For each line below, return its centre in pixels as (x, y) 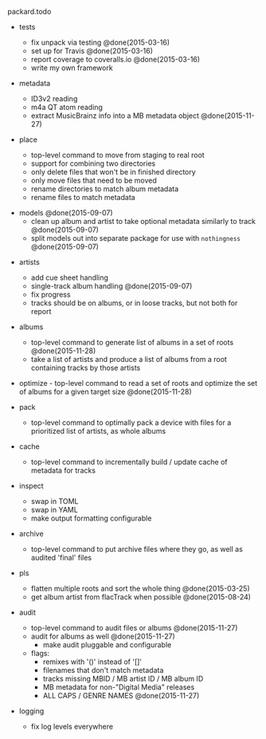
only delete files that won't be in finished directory (113, 172)
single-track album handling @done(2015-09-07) (111, 286)
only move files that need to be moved (94, 180)
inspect (31, 486)
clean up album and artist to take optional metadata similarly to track (143, 221)
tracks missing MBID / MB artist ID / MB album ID (123, 678)
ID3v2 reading (54, 98)
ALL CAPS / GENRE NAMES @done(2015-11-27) (121, 696)
